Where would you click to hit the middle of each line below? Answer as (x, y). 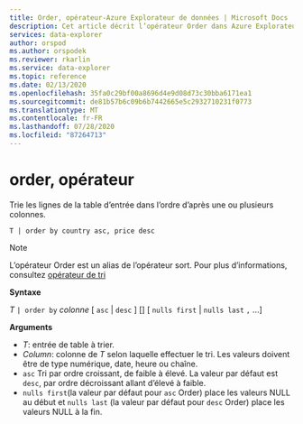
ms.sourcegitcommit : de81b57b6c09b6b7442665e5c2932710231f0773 (131, 101)
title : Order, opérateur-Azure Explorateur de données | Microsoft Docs (149, 18)
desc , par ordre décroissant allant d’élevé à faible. (114, 383)
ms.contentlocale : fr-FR (56, 118)
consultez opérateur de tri (58, 274)
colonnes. (28, 214)
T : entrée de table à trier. (69, 345)
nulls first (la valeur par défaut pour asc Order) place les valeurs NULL (156, 392)
